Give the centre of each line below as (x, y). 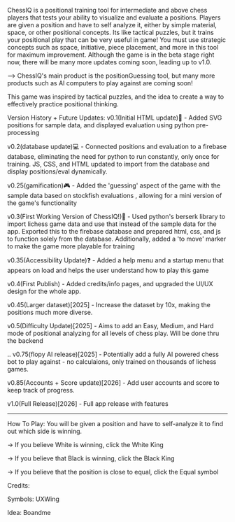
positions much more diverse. (50, 312)
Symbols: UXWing (33, 499)
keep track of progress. (41, 390)
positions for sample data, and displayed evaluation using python (101, 125)
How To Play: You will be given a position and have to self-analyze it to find (115, 424)
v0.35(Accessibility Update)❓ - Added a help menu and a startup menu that (115, 260)
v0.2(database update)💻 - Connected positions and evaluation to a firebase (117, 147)
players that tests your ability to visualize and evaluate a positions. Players (114, 17)
